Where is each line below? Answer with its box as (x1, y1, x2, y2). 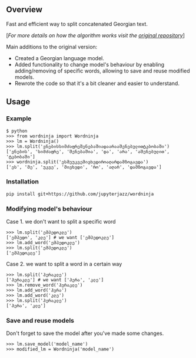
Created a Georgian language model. (14, 54, 104, 61)
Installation (6, 178, 39, 186)
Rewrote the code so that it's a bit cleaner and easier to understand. (14, 80, 180, 87)
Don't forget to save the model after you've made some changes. (6, 330, 164, 337)
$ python (6, 128, 28, 134)
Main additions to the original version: (6, 43, 98, 50)
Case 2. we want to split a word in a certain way (6, 261, 122, 268)
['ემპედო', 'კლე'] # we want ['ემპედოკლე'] (6, 235, 115, 241)
